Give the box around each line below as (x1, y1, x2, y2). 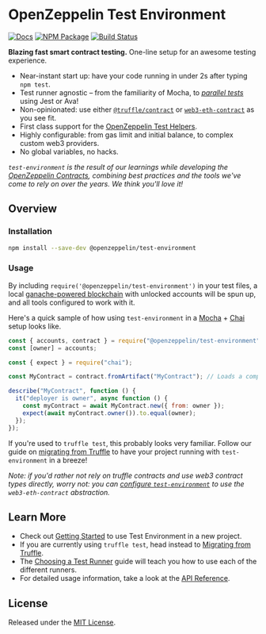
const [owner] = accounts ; (8, 344, 97, 352)
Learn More (8, 510, 66, 524)
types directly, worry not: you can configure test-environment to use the (8, 478, 245, 489)
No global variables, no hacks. (19, 147, 119, 156)
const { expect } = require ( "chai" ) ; (8, 359, 133, 367)
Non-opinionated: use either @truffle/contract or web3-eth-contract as (19, 105, 255, 114)
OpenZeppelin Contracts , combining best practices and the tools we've (8, 171, 241, 180)
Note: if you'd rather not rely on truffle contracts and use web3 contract (8, 471, 243, 480)
